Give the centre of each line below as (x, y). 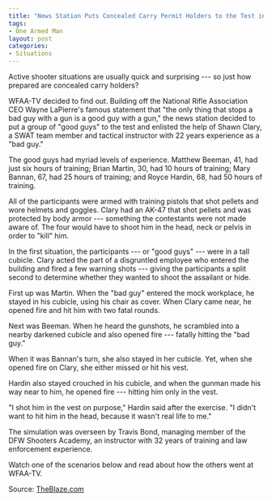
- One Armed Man (36, 31)
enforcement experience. (51, 449)
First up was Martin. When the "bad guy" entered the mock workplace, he (132, 293)
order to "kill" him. (38, 236)
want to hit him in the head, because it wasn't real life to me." (110, 416)
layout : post (30, 39)
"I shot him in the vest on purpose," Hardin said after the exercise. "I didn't (132, 407)
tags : (17, 24)
